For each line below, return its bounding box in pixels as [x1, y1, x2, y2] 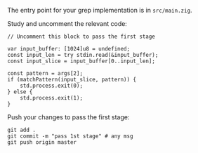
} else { [7, 88, 33, 95]
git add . [7, 126, 37, 133]
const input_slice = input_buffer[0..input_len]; [7, 58, 156, 65]
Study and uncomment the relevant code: [7, 20, 128, 27]
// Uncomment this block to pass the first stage [7, 33, 156, 40]
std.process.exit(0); [20, 82, 83, 89]
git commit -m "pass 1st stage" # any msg [7, 133, 133, 140]
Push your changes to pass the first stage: [7, 113, 130, 121]
